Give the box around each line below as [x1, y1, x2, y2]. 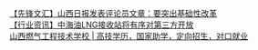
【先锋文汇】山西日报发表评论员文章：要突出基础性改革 [9, 8, 217, 18]
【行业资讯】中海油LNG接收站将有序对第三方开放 [9, 19, 194, 30]
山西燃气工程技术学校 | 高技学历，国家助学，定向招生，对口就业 [9, 31, 249, 41]
